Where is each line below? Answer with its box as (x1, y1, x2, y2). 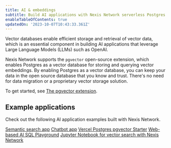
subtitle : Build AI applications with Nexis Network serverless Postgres (5, 12, 166, 17)
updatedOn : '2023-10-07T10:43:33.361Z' (5, 21, 90, 27)
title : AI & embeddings (5, 7, 56, 13)
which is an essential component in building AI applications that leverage (5, 41, 158, 47)
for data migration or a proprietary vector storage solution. (5, 78, 128, 84)
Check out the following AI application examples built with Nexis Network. (5, 116, 161, 122)
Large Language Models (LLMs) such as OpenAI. (5, 46, 108, 53)
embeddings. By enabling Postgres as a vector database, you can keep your (5, 67, 166, 73)
